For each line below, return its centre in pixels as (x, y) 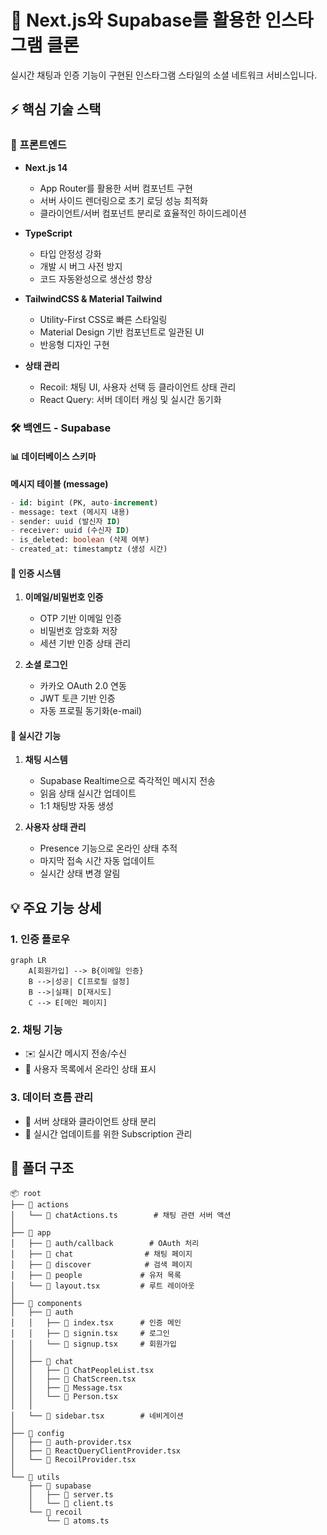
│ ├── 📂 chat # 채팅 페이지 (101, 1254)
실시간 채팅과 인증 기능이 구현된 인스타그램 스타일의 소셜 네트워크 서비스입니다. (164, 75)
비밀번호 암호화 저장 (78, 631)
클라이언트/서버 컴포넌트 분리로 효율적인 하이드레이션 (143, 213)
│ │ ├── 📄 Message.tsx (66, 1387)
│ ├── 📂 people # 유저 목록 (96, 1275)
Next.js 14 (46, 167)
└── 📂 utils (35, 1477)
